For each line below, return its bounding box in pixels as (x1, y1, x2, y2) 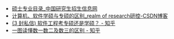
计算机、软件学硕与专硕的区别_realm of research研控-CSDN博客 (11, 12, 168, 19)
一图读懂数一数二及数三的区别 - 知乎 (11, 27, 101, 34)
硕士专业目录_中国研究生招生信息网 (11, 5, 98, 12)
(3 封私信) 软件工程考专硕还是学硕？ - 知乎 (11, 20, 115, 26)
